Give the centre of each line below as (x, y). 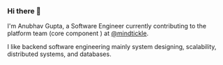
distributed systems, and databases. (59, 54)
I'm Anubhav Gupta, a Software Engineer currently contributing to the (107, 26)
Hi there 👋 (24, 11)
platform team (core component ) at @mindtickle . (78, 33)
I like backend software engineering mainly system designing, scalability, (112, 47)
